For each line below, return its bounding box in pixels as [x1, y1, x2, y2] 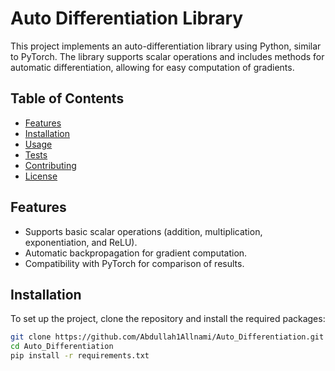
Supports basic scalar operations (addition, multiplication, [24, 225, 263, 237]
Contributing [24, 159, 77, 171]
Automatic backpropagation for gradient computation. [24, 247, 248, 259]
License [24, 170, 58, 182]
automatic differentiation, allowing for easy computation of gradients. [10, 61, 295, 73]
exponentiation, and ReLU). [24, 236, 138, 248]
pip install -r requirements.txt [10, 351, 150, 361]
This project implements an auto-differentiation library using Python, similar [10, 40, 322, 52]
